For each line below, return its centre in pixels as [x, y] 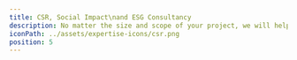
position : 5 [31, 42]
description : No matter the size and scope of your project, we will [140, 26]
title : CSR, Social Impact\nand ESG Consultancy [100, 17]
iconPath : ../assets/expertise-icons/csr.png [94, 34]
